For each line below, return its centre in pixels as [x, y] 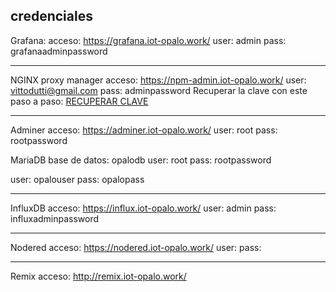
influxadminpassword [55, 218]
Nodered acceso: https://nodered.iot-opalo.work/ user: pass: [136, 247]
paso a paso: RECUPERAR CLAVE [79, 101]
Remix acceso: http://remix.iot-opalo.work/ [98, 276]
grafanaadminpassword [59, 51]
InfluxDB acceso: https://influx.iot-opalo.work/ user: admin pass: [143, 208]
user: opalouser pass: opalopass [77, 179]
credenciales [51, 16]
